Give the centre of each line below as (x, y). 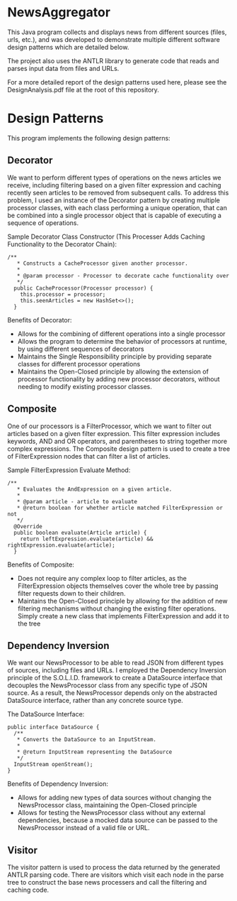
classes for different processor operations (79, 364)
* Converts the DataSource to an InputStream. (87, 740)
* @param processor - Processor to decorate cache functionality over (123, 275)
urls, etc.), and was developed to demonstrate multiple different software (114, 39)
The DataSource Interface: (46, 714)
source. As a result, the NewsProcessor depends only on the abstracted (112, 693)
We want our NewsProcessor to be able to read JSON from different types (116, 663)
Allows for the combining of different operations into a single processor (121, 334)
